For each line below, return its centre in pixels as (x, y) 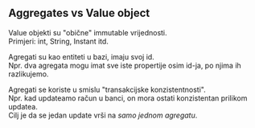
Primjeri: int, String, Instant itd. (58, 41)
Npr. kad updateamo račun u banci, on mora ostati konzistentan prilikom (128, 98)
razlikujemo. (29, 74)
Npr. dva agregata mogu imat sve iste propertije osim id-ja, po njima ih (125, 65)
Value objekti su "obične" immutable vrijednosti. (88, 32)
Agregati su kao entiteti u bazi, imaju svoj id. (81, 56)
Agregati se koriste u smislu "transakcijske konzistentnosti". (107, 89)
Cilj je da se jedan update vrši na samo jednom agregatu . (103, 115)
